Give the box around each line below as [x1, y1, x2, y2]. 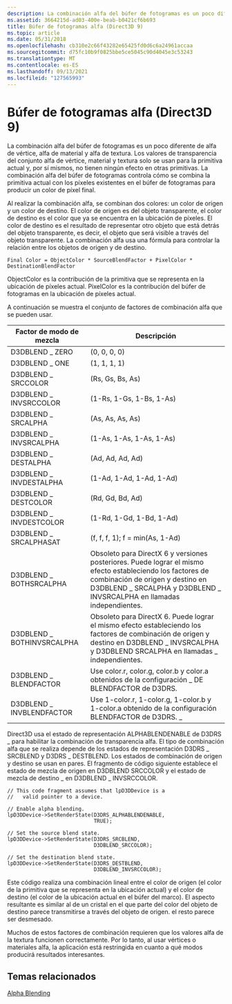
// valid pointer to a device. [7, 794, 104, 801]
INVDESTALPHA [10, 478, 64, 488]
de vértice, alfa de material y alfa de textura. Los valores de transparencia [7, 149, 217, 158]
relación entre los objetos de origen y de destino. [7, 244, 147, 252]
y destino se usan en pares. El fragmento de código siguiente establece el [7, 759, 218, 768]
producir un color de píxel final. [7, 186, 96, 194]
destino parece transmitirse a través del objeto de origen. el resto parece [7, 908, 215, 916]
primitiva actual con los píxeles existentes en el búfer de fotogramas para [7, 179, 216, 187]
